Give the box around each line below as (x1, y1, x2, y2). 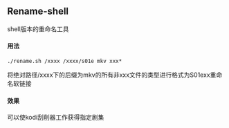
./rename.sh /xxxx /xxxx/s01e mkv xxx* (7, 58, 122, 65)
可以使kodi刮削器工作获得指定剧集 (7, 113, 104, 122)
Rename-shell (7, 6, 69, 17)
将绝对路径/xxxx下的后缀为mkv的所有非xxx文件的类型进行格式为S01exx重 (7, 71, 217, 79)
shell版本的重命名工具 (7, 24, 69, 33)
